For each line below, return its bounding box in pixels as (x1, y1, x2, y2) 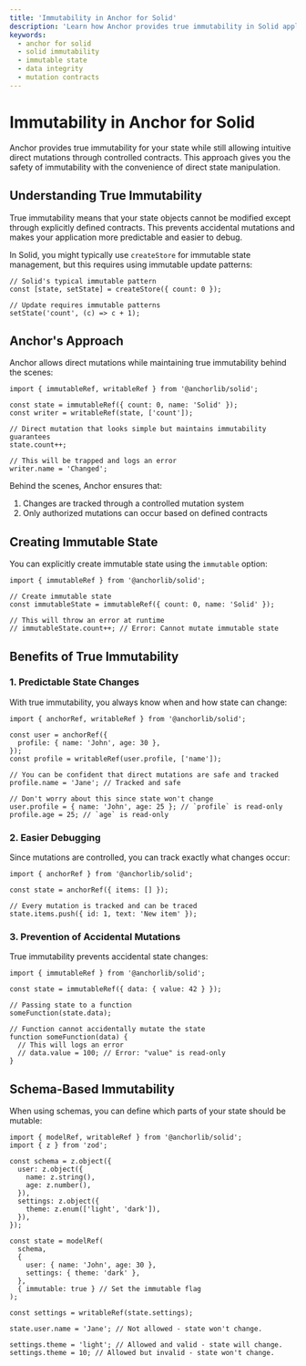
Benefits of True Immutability (9, 648, 179, 664)
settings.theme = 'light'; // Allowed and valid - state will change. (9, 1340, 283, 1350)
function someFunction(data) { (9, 1032, 128, 1042)
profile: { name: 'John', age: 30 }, (17, 738, 161, 748)
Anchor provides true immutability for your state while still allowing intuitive (9, 142, 291, 153)
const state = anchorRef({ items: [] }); (9, 885, 169, 895)
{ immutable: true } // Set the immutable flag (17, 1285, 202, 1294)
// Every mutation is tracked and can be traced (9, 902, 198, 911)
